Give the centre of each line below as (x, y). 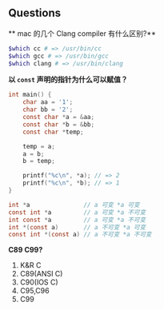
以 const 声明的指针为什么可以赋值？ (68, 80)
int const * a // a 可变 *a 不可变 (77, 220)
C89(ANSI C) (41, 274)
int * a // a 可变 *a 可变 (74, 205)
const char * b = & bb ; (58, 124)
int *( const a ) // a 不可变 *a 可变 (77, 227)
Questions (35, 13)
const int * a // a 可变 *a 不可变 (77, 212)
